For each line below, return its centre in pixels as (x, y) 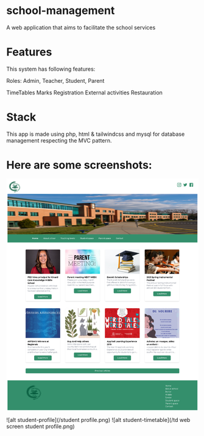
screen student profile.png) (40, 426)
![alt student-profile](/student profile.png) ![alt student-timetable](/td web (98, 420)
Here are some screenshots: (79, 165)
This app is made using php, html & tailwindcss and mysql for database (96, 134)
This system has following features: (51, 69)
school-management (61, 11)
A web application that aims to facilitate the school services (81, 27)
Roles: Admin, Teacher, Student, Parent (55, 80)
